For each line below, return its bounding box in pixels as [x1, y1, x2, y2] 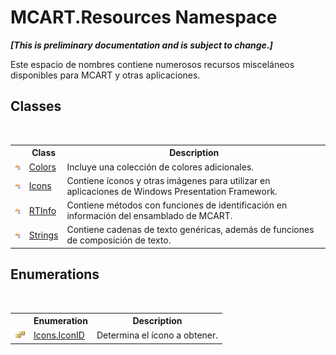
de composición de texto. [66, 234, 172, 246]
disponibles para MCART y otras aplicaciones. [10, 69, 201, 81]
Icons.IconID [33, 329, 85, 341]
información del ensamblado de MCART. [66, 210, 233, 221]
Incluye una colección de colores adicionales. [66, 161, 255, 173]
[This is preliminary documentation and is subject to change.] [10, 39, 273, 51]
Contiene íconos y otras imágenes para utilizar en [66, 174, 271, 186]
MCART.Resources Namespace [10, 6, 278, 29]
